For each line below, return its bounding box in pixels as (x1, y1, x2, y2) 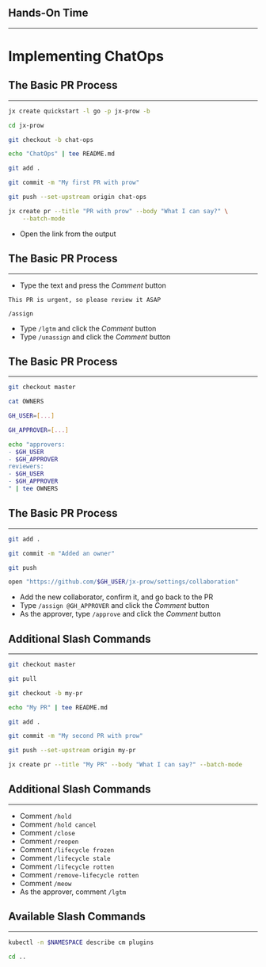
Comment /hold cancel (19, 820, 97, 829)
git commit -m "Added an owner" (8, 549, 115, 557)
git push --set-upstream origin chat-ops (8, 193, 147, 201)
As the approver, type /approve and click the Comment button (19, 610, 222, 619)
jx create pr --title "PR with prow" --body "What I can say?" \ (8, 207, 228, 215)
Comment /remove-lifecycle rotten (19, 870, 139, 879)
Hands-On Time (8, 6, 89, 20)
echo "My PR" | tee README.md (8, 703, 108, 712)
